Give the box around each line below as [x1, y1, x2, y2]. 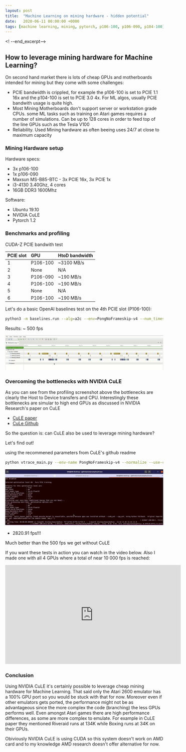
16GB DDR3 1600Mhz [12, 187, 57, 193]
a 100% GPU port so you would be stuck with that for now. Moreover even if [5, 694, 162, 700]
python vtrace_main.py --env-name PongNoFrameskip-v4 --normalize [5, 460, 147, 465]
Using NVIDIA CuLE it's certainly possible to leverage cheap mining [5, 683, 144, 689]
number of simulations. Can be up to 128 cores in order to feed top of [12, 116, 156, 122]
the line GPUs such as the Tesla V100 [12, 121, 90, 128]
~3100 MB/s [58, 260, 84, 266]
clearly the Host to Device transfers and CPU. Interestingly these [5, 395, 139, 401]
